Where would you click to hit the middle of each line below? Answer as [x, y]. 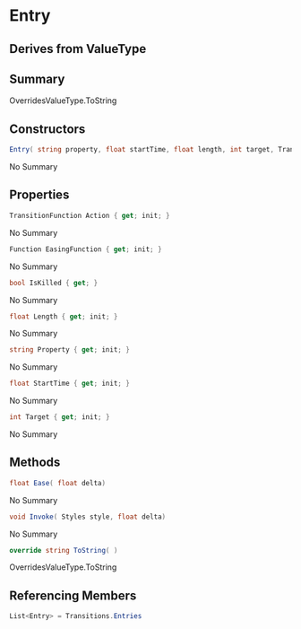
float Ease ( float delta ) [57, 483]
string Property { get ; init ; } [69, 350]
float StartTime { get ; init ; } [69, 384]
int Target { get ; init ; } [60, 417]
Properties [39, 195]
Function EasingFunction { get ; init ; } [86, 249]
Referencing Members [73, 595]
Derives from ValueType [78, 49]
